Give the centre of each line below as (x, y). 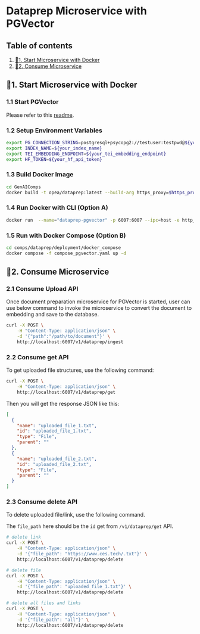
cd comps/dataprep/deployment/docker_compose (63, 248)
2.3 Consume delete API (42, 502)
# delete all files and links (44, 603)
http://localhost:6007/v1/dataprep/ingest (70, 342)
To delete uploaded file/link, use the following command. (76, 515)
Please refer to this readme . (40, 115)
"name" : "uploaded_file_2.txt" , (57, 459)
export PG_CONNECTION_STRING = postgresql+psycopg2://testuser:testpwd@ (96, 142)
